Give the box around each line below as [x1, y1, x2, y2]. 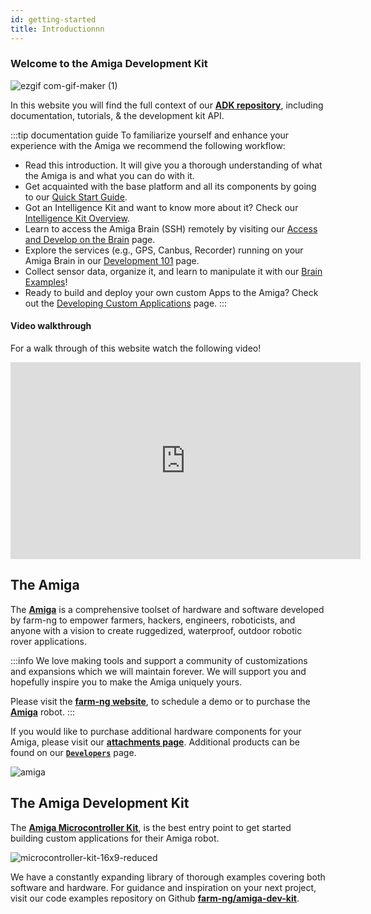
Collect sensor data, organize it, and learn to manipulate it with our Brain [24, 265, 323, 277]
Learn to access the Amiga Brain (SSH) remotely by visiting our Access [24, 222, 318, 235]
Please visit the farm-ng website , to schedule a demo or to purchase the [10, 695, 311, 707]
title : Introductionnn [10, 24, 105, 34]
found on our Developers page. [10, 746, 137, 758]
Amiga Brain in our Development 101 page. [24, 254, 200, 266]
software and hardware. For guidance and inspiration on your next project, [10, 881, 317, 893]
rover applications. [10, 635, 87, 647]
